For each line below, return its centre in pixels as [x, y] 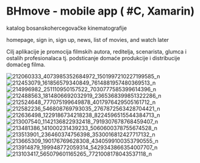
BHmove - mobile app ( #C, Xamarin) [101, 11]
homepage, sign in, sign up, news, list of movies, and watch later [88, 40]
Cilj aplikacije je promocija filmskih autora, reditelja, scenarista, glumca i [97, 51]
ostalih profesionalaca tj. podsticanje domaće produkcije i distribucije [93, 58]
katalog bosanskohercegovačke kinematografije [66, 28]
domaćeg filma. [26, 64]
